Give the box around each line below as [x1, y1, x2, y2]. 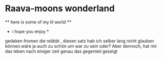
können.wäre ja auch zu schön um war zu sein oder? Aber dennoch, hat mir [5, 43, 157, 49]
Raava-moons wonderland [5, 3, 115, 14]
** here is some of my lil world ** [5, 19, 72, 25]
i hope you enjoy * [12, 28, 49, 34]
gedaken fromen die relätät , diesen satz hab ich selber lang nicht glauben [5, 38, 154, 44]
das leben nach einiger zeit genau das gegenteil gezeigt [5, 48, 118, 54]
